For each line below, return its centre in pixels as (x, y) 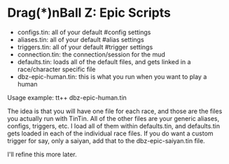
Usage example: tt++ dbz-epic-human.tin (67, 97)
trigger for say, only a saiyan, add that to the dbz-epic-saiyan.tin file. (106, 140)
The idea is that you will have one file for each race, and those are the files (115, 111)
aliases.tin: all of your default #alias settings (81, 39)
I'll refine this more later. (42, 154)
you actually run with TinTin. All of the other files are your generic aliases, (113, 118)
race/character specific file (56, 69)
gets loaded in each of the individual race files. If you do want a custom (110, 133)
